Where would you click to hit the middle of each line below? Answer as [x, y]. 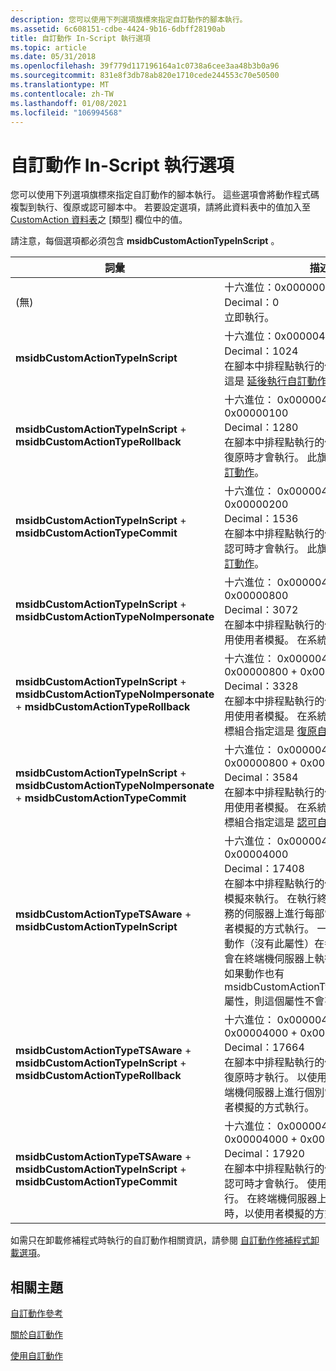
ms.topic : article [48, 47]
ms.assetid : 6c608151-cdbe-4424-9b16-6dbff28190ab [118, 29]
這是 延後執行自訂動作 [276, 381]
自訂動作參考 [36, 1313]
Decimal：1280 [261, 428]
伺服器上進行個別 [284, 1093]
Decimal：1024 [261, 351]
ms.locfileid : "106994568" [66, 112]
